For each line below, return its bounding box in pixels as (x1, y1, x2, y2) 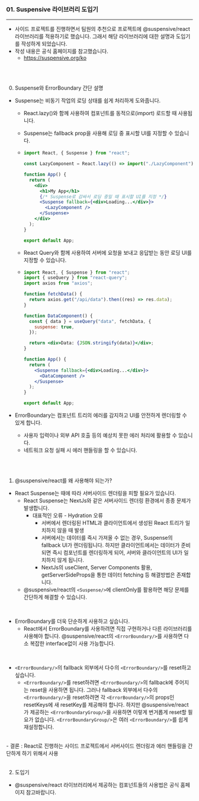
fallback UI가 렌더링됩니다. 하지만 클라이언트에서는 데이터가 (41, 542, 180, 549)
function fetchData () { (23, 291, 83, 297)
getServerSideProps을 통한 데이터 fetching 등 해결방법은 (41, 571, 175, 578)
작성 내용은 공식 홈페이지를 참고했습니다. (14, 48, 108, 55)
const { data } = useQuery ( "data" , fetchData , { (28, 318, 152, 324)
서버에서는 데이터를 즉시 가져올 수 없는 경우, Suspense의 (41, 534, 173, 542)
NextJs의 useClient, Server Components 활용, (41, 564, 152, 571)
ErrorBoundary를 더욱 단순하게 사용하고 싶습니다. (14, 618, 130, 625)
